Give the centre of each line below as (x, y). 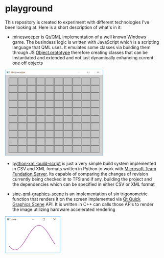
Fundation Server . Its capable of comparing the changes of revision (80, 174)
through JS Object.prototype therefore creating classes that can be (80, 52)
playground (29, 9)
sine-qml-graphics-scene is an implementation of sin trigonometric (80, 194)
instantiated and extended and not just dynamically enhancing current (83, 57)
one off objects (27, 63)
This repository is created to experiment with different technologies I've (77, 22)
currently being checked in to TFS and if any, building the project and (82, 179)
